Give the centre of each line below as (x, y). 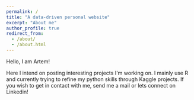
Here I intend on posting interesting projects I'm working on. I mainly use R (97, 73)
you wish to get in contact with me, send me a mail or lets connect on (91, 85)
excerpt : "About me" (32, 22)
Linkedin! (17, 92)
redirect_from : (25, 34)
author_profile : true (33, 28)
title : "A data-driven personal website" (58, 17)
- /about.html (29, 45)
